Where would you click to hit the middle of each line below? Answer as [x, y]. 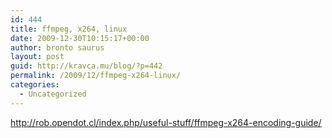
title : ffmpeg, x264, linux [69, 29]
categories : [35, 85]
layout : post [37, 57]
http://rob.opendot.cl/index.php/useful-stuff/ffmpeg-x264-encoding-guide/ [166, 122]
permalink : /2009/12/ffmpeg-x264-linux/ [96, 76]
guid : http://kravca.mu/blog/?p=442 [86, 66]
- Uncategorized [53, 94]
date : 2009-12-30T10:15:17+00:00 [80, 38]
